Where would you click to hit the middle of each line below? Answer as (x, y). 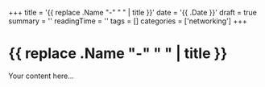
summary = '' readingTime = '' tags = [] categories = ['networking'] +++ (128, 21)
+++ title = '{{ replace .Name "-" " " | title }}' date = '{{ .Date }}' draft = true (133, 12)
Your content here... (41, 76)
